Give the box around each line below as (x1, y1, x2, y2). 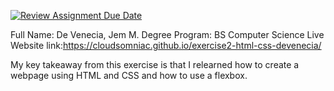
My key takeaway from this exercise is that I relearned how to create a (10, 59, 300, 70)
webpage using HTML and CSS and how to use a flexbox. (10, 70, 248, 81)
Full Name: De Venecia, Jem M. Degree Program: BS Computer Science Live (10, 29, 325, 40)
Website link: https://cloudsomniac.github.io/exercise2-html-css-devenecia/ (10, 40, 322, 51)
